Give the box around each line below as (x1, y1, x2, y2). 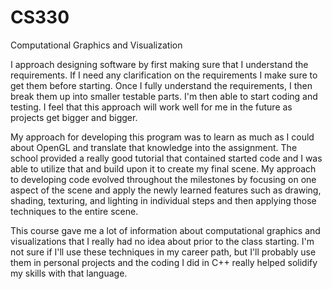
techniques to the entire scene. (10, 205, 139, 217)
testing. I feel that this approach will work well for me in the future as (10, 101, 293, 113)
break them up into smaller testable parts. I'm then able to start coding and (10, 90, 318, 102)
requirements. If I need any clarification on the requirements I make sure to (10, 69, 318, 81)
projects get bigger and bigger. (10, 111, 138, 123)
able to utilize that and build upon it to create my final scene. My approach (10, 162, 317, 175)
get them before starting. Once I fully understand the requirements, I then (10, 79, 313, 91)
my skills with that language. (10, 267, 128, 279)
